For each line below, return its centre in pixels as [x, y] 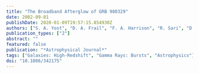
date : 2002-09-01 [28, 17]
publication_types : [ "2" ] [38, 34]
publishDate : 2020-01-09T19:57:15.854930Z [59, 22]
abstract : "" [22, 39]
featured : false [26, 45]
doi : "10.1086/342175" [34, 61]
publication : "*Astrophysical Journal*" [57, 50]
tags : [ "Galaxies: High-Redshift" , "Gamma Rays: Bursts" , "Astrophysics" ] [100, 55]
